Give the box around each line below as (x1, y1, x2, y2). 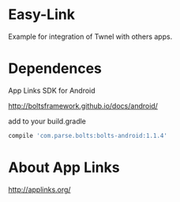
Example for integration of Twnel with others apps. (8, 32, 173, 41)
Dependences (8, 59, 103, 78)
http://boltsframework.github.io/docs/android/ (8, 101, 158, 110)
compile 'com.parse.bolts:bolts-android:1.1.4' (8, 131, 168, 139)
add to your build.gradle (8, 116, 87, 126)
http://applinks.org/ (8, 185, 71, 194)
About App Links (8, 158, 120, 176)
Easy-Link (8, 6, 75, 24)
